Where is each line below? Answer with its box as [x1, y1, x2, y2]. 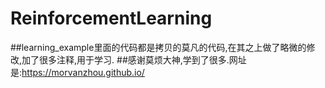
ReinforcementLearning [10, 7, 213, 30]
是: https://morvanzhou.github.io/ [10, 66, 145, 78]
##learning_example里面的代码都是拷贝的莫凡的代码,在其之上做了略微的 [10, 41, 307, 53]
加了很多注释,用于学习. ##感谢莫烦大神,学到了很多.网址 [21, 53, 247, 66]
